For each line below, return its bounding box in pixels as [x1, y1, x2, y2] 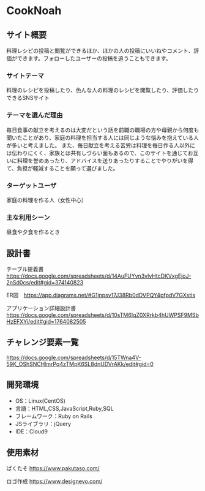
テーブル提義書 [6, 265, 44, 273]
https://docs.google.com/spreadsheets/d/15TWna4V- [6, 354, 142, 361]
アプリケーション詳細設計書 [6, 305, 76, 311]
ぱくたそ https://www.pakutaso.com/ [6, 465, 100, 472]
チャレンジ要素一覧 [6, 337, 79, 348]
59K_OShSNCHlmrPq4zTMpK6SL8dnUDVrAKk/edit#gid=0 [6, 360, 154, 368]
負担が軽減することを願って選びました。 [17, 164, 119, 172]
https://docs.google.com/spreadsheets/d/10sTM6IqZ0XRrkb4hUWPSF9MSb [6, 311, 199, 319]
